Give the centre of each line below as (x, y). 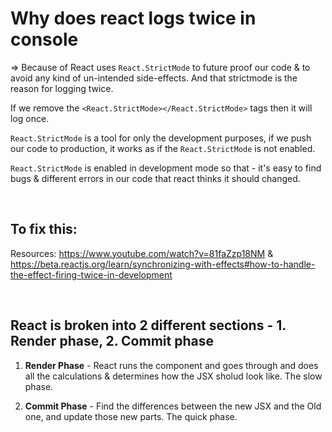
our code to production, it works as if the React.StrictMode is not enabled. (163, 148)
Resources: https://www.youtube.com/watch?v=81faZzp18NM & (142, 253)
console (44, 39)
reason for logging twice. (62, 88)
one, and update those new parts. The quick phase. (131, 416)
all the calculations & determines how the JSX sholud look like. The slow (173, 376)
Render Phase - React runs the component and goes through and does (171, 365)
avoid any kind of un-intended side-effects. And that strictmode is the (154, 78)
